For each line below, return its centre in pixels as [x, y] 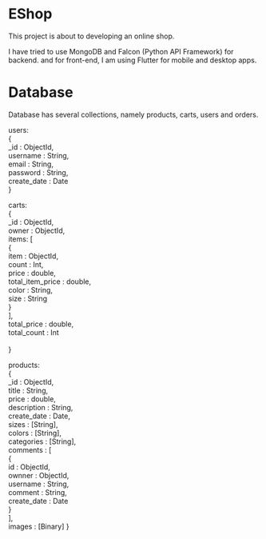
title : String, [28, 390]
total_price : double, [41, 324]
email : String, [31, 164]
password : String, [38, 172]
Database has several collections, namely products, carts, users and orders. [133, 114]
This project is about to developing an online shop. [91, 36]
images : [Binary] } [39, 526]
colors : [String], [35, 433]
